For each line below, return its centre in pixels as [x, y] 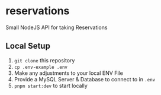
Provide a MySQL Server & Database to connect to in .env [85, 79]
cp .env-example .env [41, 67]
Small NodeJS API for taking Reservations [57, 27]
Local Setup [28, 46]
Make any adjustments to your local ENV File [69, 73]
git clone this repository [44, 60]
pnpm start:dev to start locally [51, 85]
